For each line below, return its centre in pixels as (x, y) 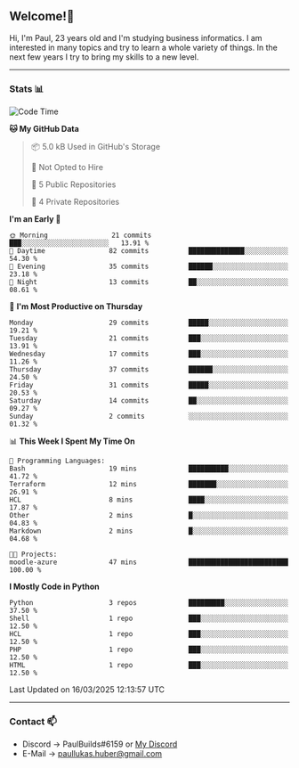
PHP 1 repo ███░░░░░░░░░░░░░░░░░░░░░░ (149, 650)
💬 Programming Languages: (57, 461)
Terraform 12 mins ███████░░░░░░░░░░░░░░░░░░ (149, 485)
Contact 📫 (33, 722)
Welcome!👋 (42, 16)
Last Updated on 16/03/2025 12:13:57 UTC (87, 690)
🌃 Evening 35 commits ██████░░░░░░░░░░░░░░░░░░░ (149, 267)
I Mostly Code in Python (54, 587)
